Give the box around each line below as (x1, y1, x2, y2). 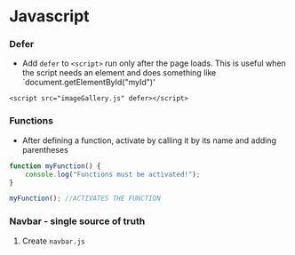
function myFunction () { (9, 162, 101, 171)
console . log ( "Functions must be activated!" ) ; (25, 170, 201, 179)
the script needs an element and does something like (21, 68, 217, 78)
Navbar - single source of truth (9, 215, 146, 227)
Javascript (9, 6, 91, 27)
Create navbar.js (21, 235, 86, 246)
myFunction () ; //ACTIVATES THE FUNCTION (9, 194, 162, 203)
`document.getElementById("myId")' (21, 77, 155, 88)
